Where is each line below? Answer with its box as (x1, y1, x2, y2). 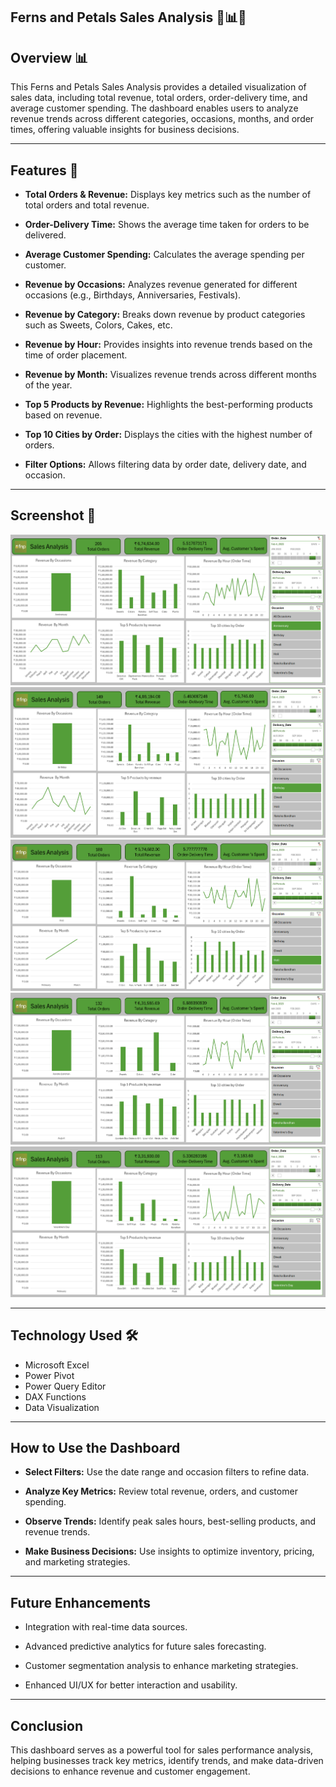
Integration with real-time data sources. (24, 1621, 188, 1633)
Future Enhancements (10, 1594, 152, 1611)
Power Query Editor (24, 1380, 107, 1392)
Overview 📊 (10, 49, 89, 66)
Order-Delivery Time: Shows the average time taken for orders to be (24, 219, 310, 231)
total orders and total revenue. (24, 199, 150, 211)
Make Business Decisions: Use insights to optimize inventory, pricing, (24, 1545, 315, 1558)
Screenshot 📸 (10, 507, 97, 524)
